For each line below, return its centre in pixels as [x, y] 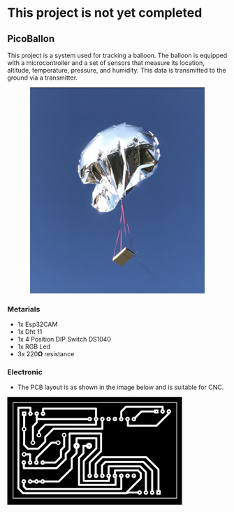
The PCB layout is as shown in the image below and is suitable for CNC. [120, 387]
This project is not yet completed [105, 13]
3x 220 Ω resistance [46, 353]
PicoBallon [31, 39]
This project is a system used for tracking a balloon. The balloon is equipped [117, 55]
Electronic [25, 372]
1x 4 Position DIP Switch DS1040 [64, 339]
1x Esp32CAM [37, 324]
